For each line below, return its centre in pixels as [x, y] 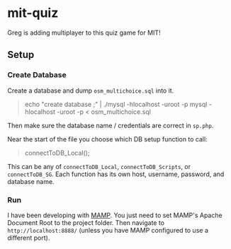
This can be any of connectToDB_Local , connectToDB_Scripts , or [99, 166]
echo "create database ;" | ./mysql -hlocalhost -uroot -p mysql [116, 104]
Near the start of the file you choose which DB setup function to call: [107, 139]
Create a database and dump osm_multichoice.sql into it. [91, 91]
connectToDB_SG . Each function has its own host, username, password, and [116, 174]
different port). [29, 238]
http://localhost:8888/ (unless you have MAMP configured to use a [108, 230]
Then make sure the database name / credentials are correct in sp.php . [111, 125]
